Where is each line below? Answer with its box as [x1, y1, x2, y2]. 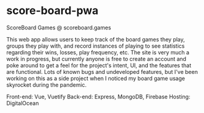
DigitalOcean [6, 99, 39, 107]
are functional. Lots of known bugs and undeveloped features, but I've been [6, 68, 198, 75]
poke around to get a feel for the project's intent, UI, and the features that [6, 62, 192, 69]
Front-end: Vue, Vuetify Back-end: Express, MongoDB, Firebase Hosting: [6, 93, 191, 100]
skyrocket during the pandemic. [6, 81, 87, 89]
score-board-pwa [6, 4, 99, 18]
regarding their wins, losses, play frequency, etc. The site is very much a [6, 48, 190, 56]
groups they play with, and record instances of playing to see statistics [6, 42, 185, 49]
